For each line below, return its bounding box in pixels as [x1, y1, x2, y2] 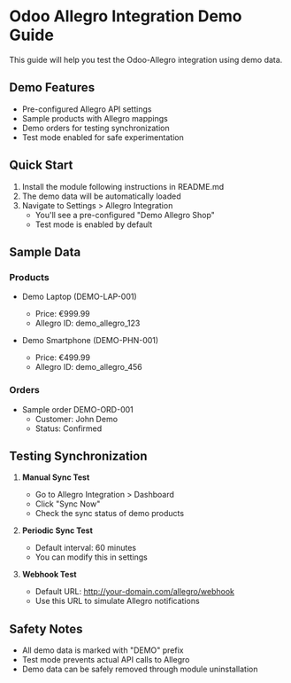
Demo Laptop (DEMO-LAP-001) [21, 291, 137, 302]
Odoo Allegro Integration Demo [9, 6, 242, 27]
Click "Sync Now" [34, 499, 101, 509]
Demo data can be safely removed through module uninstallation [21, 663, 258, 675]
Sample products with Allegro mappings [21, 113, 168, 123]
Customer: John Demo [34, 413, 118, 424]
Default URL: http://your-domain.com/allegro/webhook [34, 586, 234, 597]
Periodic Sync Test [21, 525, 93, 536]
